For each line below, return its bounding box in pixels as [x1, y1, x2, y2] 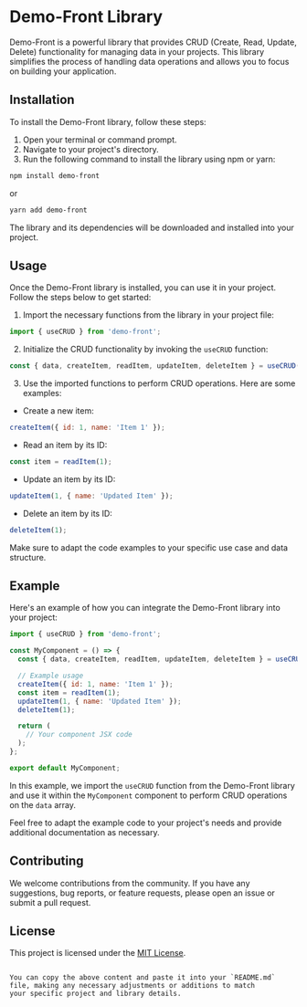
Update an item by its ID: [22, 473, 116, 485]
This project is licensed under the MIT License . [9, 948, 186, 959]
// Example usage [17, 671, 84, 680]
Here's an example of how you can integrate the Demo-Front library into [9, 603, 281, 614]
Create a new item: [22, 405, 94, 416]
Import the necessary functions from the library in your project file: [22, 309, 274, 320]
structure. [9, 551, 47, 562]
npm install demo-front [9, 171, 101, 180]
